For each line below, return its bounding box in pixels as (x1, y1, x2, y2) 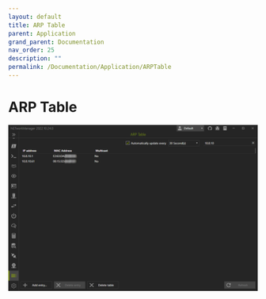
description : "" (8, 55, 62, 63)
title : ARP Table (8, 21, 66, 29)
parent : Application (8, 29, 77, 37)
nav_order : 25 (8, 46, 55, 55)
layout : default (8, 13, 62, 21)
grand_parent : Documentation (8, 38, 104, 46)
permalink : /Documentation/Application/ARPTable (8, 63, 172, 71)
